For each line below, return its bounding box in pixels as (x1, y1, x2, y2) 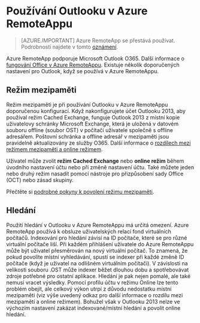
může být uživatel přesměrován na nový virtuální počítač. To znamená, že (6, 247, 188, 254)
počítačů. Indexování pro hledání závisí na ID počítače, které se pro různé (6, 234, 187, 241)
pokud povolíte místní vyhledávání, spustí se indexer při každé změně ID (6, 253, 184, 261)
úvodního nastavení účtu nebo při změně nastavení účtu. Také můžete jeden (6, 163, 195, 171)
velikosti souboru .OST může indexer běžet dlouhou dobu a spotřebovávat (6, 266, 189, 273)
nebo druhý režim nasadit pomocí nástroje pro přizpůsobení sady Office (6, 170, 184, 177)
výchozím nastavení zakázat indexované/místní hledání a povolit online (6, 304, 181, 312)
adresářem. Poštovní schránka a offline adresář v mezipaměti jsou (6, 133, 169, 140)
